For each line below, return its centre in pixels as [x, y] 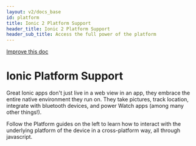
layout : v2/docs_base [34, 12]
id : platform [23, 18]
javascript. [19, 137]
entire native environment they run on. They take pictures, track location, [97, 99]
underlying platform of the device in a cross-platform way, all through [93, 130]
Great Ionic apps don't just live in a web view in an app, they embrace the [98, 93]
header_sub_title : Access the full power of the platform [81, 35]
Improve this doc [27, 51]
